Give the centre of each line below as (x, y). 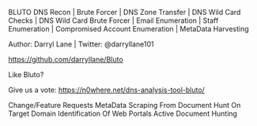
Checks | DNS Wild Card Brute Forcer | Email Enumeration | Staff (113, 20)
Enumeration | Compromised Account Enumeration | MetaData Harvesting (128, 29)
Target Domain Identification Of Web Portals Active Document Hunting (123, 113)
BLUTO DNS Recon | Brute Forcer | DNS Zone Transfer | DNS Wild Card (125, 12)
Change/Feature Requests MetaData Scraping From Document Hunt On (125, 105)
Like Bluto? (26, 74)
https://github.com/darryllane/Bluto (66, 59)
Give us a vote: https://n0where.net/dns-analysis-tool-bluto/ (107, 90)
